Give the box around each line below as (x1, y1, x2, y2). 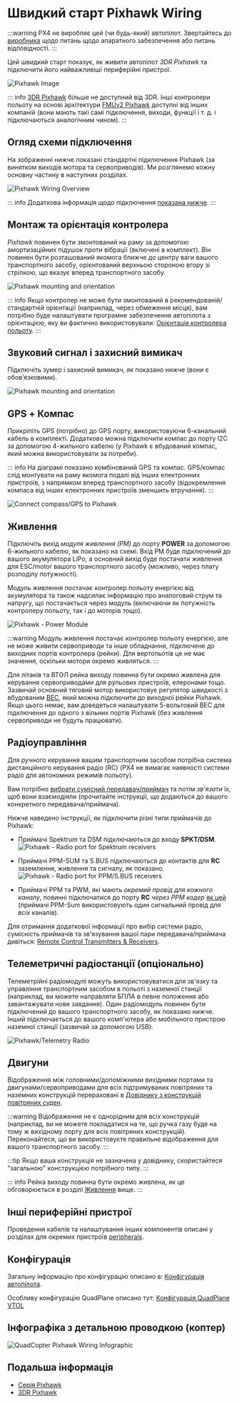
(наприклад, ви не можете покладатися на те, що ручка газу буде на (7, 1120, 218, 1128)
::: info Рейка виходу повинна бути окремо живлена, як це (7, 1177, 185, 1186)
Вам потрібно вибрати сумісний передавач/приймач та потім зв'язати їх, (7, 784, 231, 793)
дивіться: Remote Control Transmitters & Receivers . (7, 937, 161, 946)
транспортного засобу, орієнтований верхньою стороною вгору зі (7, 260, 210, 269)
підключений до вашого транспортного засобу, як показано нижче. (7, 1007, 214, 1015)
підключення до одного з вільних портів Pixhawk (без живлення (7, 709, 203, 716)
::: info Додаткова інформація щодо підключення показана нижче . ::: (7, 198, 216, 206)
